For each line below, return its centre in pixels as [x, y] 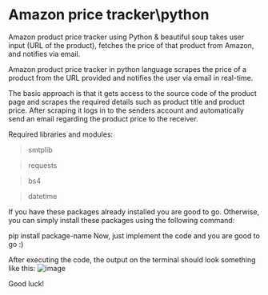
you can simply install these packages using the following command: [122, 220]
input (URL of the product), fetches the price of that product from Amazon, [131, 45]
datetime [42, 196]
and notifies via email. [44, 54]
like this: [22, 268]
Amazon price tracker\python [109, 15]
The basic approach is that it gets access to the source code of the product [133, 93]
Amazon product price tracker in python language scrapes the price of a [127, 69]
